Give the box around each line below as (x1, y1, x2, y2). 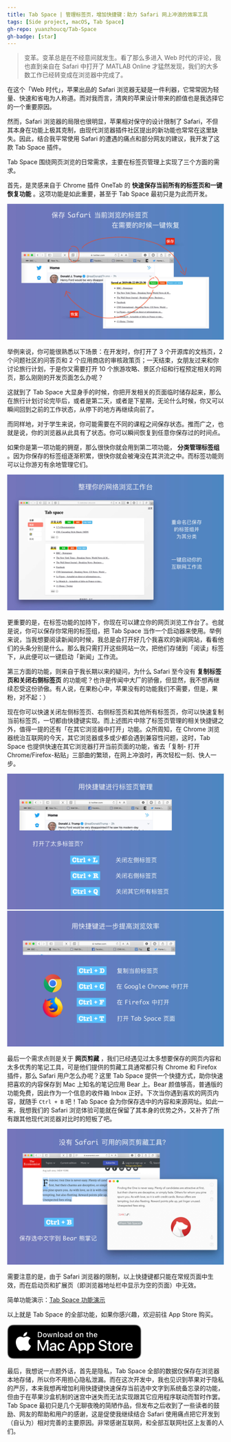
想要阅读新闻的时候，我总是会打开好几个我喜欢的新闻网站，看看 (36, 635, 218, 644)
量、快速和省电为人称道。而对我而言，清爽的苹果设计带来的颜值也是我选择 (7, 94, 218, 103)
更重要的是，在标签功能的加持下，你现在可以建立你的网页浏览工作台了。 (7, 618, 212, 627)
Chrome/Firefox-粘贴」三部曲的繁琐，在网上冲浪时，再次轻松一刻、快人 (7, 751, 211, 759)
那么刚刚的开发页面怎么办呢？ (19, 373, 104, 382)
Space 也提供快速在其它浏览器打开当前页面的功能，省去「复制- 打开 (7, 742, 201, 751)
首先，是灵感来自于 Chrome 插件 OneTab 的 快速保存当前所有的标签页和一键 (7, 181, 223, 190)
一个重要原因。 (12, 103, 56, 111)
